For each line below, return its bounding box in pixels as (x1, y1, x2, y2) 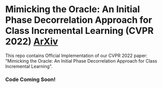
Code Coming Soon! (5, 76, 56, 83)
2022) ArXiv (5, 36, 58, 48)
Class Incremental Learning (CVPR (5, 25, 154, 36)
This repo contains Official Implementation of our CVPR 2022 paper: (5, 52, 148, 59)
